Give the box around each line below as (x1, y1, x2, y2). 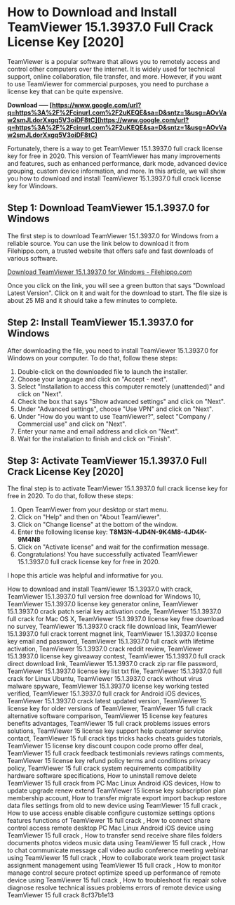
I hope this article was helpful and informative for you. (7, 571, 163, 580)
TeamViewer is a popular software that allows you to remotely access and (7, 57, 220, 65)
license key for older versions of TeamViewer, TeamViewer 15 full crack (7, 704, 213, 713)
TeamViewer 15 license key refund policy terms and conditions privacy (7, 757, 211, 765)
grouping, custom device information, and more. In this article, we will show (7, 167, 226, 175)
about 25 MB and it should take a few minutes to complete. (7, 296, 177, 304)
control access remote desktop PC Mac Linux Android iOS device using (7, 823, 214, 833)
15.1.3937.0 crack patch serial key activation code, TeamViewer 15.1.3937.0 (7, 607, 222, 616)
